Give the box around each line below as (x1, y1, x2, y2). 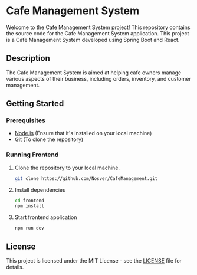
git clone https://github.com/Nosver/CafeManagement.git (14, 175, 158, 181)
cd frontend (14, 198, 44, 204)
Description (6, 53, 50, 63)
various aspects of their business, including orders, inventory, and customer (6, 75, 191, 82)
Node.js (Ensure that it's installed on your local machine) (14, 130, 152, 137)
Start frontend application (14, 214, 77, 221)
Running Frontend (6, 150, 59, 159)
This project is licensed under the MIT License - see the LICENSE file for (6, 257, 182, 264)
